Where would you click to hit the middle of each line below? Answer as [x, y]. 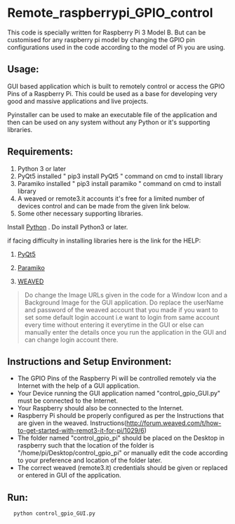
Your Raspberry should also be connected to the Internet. [100, 408]
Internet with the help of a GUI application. [79, 386]
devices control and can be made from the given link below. [104, 206]
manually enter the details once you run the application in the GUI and [125, 332]
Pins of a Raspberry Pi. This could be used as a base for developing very [112, 93]
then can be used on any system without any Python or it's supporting [109, 122]
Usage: [23, 69]
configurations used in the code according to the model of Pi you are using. [116, 47]
